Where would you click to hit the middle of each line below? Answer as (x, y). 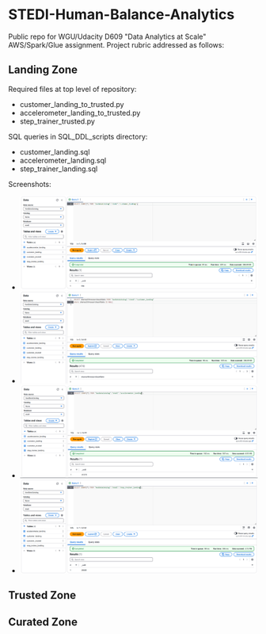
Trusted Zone (42, 595)
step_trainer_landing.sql (59, 169)
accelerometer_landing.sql (63, 160)
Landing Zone (43, 70)
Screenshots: (30, 184)
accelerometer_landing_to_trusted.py (80, 113)
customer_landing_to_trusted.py (72, 104)
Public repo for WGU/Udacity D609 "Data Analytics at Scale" (107, 36)
